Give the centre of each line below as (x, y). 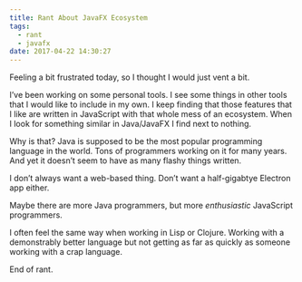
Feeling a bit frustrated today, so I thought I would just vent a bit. (130, 77)
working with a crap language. (66, 252)
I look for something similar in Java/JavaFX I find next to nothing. (131, 124)
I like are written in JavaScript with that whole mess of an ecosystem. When (151, 114)
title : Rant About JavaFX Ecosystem (78, 18)
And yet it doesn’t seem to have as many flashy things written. (126, 160)
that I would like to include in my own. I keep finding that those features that (151, 104)
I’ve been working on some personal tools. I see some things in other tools (148, 95)
